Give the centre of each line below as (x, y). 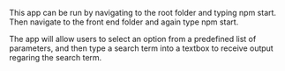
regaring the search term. (56, 57)
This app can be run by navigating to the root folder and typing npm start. (142, 13)
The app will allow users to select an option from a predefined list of (133, 39)
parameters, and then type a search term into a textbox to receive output (141, 48)
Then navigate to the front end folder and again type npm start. (124, 22)
